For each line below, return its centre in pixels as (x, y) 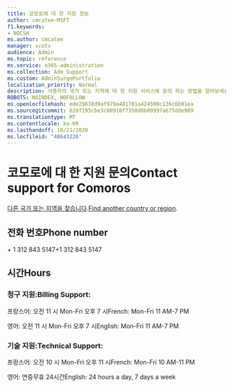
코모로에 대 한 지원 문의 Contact (93, 173)
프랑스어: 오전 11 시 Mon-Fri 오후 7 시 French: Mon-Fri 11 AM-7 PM (98, 311)
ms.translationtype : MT (42, 117)
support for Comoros (69, 188)
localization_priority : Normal (52, 85)
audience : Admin (31, 53)
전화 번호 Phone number (58, 233)
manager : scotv (29, 46)
